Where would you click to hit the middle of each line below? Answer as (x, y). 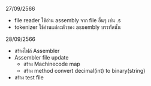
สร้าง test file (29, 77)
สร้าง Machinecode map (52, 64)
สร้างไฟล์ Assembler (37, 51)
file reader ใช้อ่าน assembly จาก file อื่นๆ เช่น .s (67, 20)
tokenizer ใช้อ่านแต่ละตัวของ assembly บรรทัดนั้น (67, 27)
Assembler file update (41, 57)
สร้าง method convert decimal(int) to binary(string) (84, 71)
